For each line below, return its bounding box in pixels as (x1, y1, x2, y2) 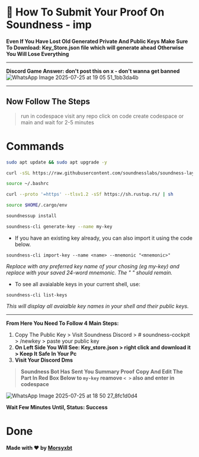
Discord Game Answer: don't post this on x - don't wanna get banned (6, 67, 180, 74)
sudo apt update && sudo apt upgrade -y (6, 159, 108, 165)
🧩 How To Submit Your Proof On (6, 5, 165, 19)
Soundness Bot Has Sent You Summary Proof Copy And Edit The (20, 368, 183, 375)
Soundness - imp (6, 18, 92, 32)
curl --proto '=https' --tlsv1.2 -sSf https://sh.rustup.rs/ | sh (6, 192, 174, 198)
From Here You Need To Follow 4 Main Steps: (6, 320, 119, 327)
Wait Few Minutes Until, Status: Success (6, 403, 108, 411)
